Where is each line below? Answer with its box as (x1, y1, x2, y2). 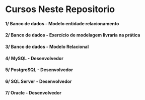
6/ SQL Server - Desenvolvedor (5, 78, 72, 84)
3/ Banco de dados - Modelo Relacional (5, 43, 89, 49)
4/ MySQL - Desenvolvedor (5, 55, 64, 61)
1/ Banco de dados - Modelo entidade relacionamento (5, 20, 119, 26)
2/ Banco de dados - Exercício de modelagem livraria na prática (5, 32, 140, 38)
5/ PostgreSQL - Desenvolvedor (5, 67, 73, 73)
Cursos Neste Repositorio (5, 4, 115, 15)
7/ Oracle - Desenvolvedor (5, 90, 62, 96)
